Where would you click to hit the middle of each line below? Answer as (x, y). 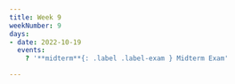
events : (32, 50)
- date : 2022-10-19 (45, 42)
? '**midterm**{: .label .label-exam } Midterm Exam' (127, 58)
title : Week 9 (36, 17)
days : (19, 34)
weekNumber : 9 (36, 26)
